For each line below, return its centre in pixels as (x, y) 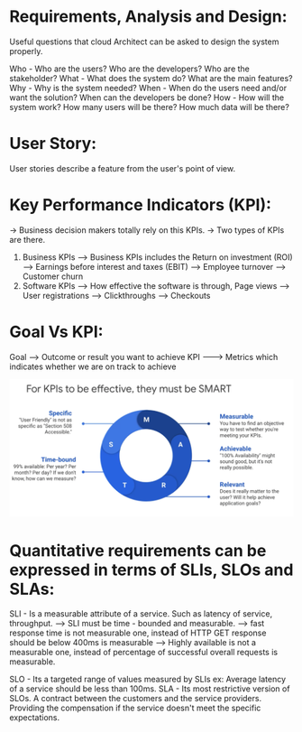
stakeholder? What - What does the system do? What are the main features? (151, 78)
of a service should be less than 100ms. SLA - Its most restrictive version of (150, 689)
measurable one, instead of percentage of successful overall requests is (143, 653)
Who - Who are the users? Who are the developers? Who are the (130, 69)
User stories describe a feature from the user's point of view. (123, 168)
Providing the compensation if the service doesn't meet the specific (135, 708)
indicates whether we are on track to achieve (93, 366)
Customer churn (53, 276)
